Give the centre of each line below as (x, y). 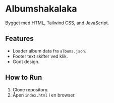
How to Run (24, 78)
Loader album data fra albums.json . (49, 50)
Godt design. (26, 62)
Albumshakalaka (41, 9)
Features (19, 39)
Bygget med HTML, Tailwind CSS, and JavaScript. (57, 23)
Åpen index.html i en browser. (44, 95)
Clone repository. (31, 89)
